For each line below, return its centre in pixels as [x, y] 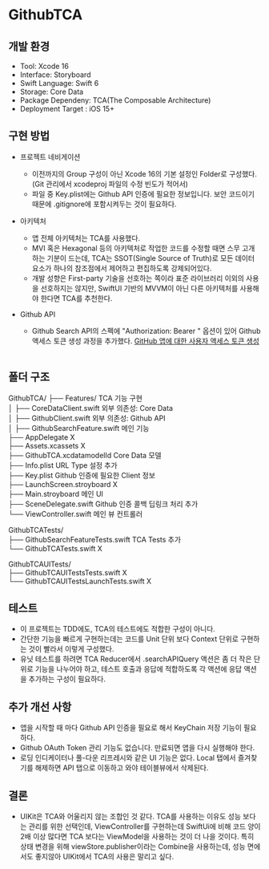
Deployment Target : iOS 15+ [67, 109]
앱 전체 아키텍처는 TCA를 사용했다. [86, 238]
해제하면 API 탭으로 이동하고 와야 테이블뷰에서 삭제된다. [122, 768]
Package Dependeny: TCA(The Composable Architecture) [115, 100]
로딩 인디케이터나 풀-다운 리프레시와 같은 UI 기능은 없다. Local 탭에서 [128, 758]
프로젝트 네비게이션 [50, 156]
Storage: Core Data [52, 91]
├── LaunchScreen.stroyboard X [63, 484]
